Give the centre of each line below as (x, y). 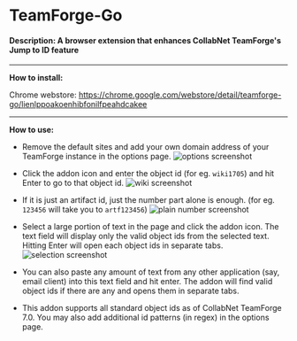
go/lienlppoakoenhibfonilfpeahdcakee (78, 105)
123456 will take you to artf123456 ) (84, 210)
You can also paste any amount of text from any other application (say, (151, 272)
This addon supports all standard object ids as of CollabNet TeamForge (152, 308)
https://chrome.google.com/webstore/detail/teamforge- (180, 95)
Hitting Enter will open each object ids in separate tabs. (122, 245)
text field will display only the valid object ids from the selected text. (145, 236)
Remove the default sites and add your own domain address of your (145, 147)
